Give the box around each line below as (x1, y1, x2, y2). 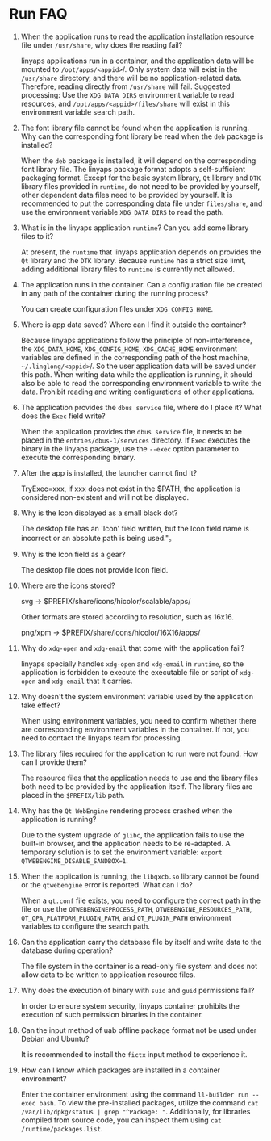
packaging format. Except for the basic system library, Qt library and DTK (20, 173, 261, 182)
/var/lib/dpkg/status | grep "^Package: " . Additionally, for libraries (20, 1106, 251, 1116)
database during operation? (20, 946, 114, 955)
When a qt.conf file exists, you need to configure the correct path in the (20, 896, 261, 905)
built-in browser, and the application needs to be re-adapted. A (20, 838, 231, 848)
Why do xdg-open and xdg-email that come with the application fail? (20, 643, 245, 652)
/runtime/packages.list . (20, 1123, 103, 1133)
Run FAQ (9, 5, 68, 23)
